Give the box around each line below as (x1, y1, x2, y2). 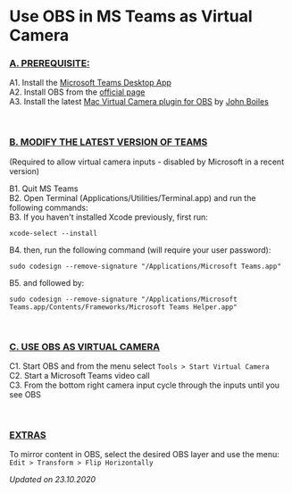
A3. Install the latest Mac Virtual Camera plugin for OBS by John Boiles (9, 96, 270, 107)
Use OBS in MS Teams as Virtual (9, 6, 253, 27)
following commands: (9, 202, 88, 213)
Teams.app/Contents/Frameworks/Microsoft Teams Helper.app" (9, 302, 238, 312)
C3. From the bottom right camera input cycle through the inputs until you (9, 380, 279, 390)
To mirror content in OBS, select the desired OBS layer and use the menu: (9, 449, 279, 460)
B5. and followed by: (9, 277, 85, 288)
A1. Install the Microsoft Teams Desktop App (9, 78, 172, 88)
